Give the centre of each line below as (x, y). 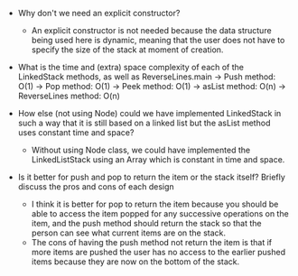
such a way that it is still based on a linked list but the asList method (144, 123)
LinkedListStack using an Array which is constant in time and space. (158, 160)
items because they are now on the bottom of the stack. (135, 262)
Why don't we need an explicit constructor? (99, 13)
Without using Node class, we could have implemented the (141, 150)
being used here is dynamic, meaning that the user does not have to (158, 40)
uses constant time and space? (76, 133)
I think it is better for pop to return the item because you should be (155, 204)
